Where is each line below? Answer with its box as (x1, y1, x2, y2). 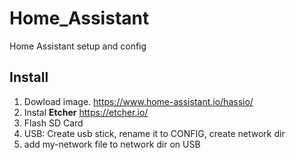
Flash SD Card (23, 117, 84, 129)
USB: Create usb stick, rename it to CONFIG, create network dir (23, 127, 286, 139)
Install (9, 69, 49, 86)
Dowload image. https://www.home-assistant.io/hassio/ (23, 95, 254, 107)
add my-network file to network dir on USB (23, 138, 201, 150)
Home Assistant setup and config (9, 40, 147, 52)
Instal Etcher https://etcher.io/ (23, 106, 149, 118)
